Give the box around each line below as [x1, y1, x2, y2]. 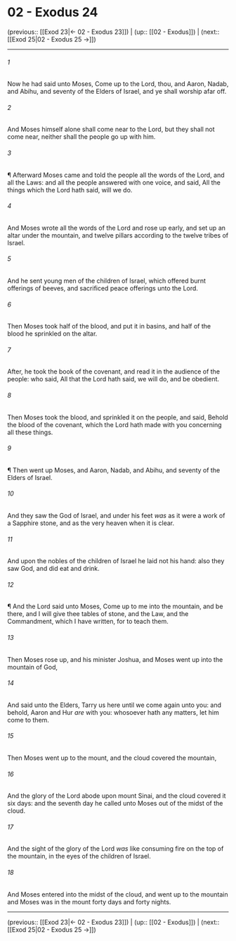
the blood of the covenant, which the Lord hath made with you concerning [7, 420, 223, 429]
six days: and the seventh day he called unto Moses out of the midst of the [7, 799, 223, 808]
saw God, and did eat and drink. [7, 565, 100, 573]
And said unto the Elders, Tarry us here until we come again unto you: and [7, 701, 221, 709]
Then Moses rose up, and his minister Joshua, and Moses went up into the [7, 655, 223, 663]
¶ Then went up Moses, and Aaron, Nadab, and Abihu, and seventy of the [7, 466, 221, 474]
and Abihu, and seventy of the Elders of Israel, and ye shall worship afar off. [7, 87, 227, 96]
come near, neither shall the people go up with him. [7, 133, 156, 141]
